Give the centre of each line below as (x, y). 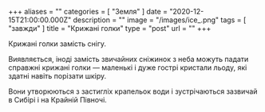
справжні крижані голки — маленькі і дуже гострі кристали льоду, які (128, 68)
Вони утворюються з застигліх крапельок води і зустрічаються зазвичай (133, 91)
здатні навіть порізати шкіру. (57, 76)
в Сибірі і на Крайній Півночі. (58, 100)
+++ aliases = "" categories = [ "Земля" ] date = (88, 12)
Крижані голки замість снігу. (57, 44)
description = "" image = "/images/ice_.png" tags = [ (160, 20)
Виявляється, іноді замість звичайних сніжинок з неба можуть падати (129, 59)
